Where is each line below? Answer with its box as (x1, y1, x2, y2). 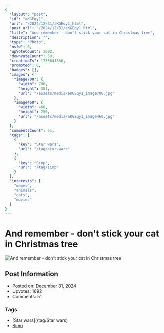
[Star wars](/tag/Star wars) (12, 317, 68, 323)
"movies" (14, 197, 32, 202)
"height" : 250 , (18, 109, 50, 115)
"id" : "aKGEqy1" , (9, 16, 46, 21)
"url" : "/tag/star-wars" (18, 147, 70, 152)
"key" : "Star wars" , (18, 142, 61, 147)
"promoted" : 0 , (9, 63, 41, 68)
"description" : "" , (9, 35, 50, 40)
